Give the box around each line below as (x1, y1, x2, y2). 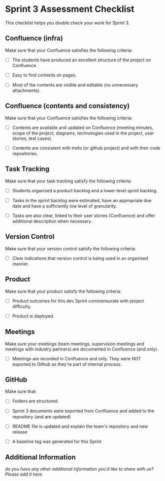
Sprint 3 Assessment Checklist (5, 3, 134, 15)
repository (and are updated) (12, 414, 71, 420)
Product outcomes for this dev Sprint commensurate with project (12, 298, 144, 304)
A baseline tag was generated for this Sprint (12, 438, 102, 444)
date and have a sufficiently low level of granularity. (12, 203, 117, 209)
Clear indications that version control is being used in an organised (12, 255, 148, 261)
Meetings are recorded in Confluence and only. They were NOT (12, 355, 141, 361)
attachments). (12, 87, 41, 93)
